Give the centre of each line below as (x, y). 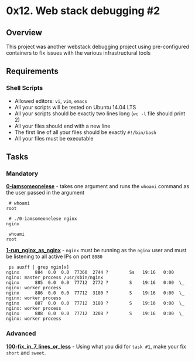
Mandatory (22, 173)
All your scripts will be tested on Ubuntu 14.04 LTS (75, 107)
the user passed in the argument (45, 193)
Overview (24, 33)
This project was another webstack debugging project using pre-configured (97, 46)
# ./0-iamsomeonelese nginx (43, 219)
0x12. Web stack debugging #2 (83, 11)
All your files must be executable (54, 138)
